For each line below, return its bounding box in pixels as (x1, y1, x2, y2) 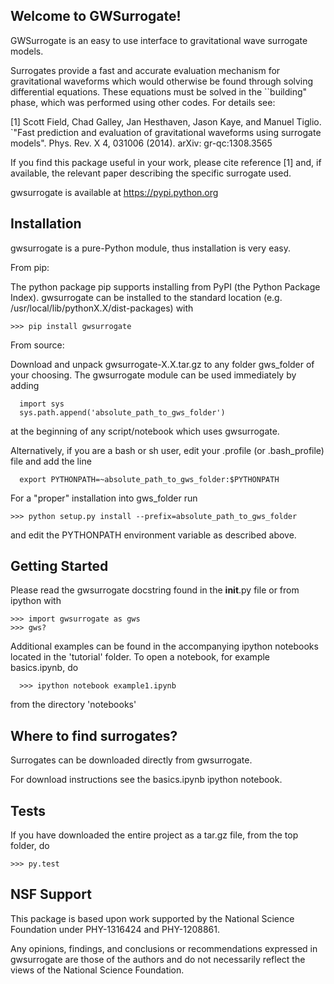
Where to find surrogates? (10, 727, 178, 744)
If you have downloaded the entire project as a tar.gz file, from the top (10, 829, 299, 841)
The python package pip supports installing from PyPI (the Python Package (10, 280, 321, 293)
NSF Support (10, 886, 92, 903)
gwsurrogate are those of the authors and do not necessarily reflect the (10, 953, 306, 965)
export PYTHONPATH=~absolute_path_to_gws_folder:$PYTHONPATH (19, 474, 280, 484)
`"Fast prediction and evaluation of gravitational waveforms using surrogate (10, 126, 322, 138)
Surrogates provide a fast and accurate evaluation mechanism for (10, 64, 281, 76)
